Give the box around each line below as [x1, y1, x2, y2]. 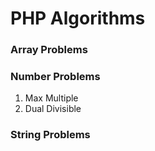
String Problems [10, 128, 91, 142]
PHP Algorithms [10, 7, 146, 30]
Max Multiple [24, 92, 79, 104]
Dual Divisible [24, 103, 82, 115]
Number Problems [10, 70, 101, 84]
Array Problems [10, 43, 88, 57]
